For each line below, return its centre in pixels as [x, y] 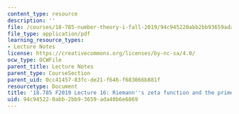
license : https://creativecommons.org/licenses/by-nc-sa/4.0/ [101, 54]
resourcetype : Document [43, 86]
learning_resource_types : [46, 40]
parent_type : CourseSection [49, 73]
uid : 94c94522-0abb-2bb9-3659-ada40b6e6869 [73, 100]
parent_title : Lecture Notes [51, 67]
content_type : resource [43, 14]
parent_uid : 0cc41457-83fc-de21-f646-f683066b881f [84, 80]
